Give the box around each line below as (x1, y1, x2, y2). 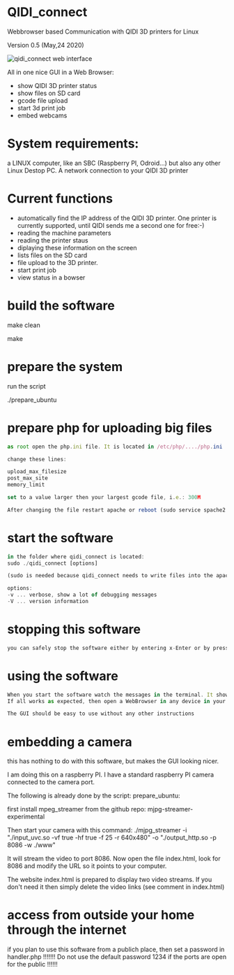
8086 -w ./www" (7, 841, 56, 849)
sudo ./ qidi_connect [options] (7, 560, 98, 567)
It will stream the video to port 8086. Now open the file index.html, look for (7, 854, 221, 863)
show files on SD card (17, 89, 81, 97)
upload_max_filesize (7, 468, 68, 475)
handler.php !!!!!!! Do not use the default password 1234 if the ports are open (7, 953, 227, 961)
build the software (7, 298, 115, 313)
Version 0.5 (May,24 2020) (7, 41, 85, 49)
